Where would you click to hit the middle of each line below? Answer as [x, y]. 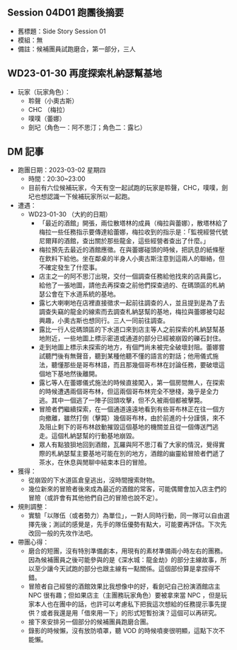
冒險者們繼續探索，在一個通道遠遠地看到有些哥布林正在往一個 [129, 409]
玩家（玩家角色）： [44, 91]
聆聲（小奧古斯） [53, 101]
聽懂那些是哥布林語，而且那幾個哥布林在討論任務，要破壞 [135, 365]
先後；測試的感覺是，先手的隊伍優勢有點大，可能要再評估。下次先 [131, 525]
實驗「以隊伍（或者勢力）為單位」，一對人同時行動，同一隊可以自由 [126, 515]
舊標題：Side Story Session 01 [62, 31]
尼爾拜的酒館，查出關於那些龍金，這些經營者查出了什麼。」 [124, 241]
